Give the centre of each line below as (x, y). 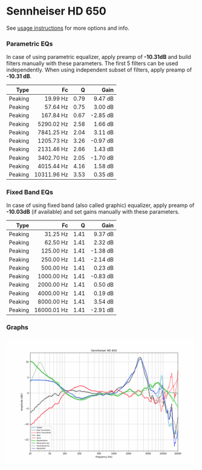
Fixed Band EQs (30, 192)
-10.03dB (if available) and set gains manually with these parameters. (93, 212)
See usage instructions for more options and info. (68, 28)
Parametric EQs (30, 44)
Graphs (17, 327)
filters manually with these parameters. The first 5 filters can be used (92, 63)
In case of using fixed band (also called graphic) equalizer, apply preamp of (100, 205)
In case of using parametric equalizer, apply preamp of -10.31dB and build (99, 57)
